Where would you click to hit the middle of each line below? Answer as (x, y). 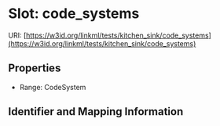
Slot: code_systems (74, 14)
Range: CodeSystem (53, 87)
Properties (35, 68)
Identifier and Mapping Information (96, 112)
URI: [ (17, 35)
